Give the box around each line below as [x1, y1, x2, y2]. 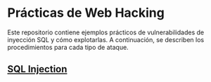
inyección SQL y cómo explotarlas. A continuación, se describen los [7, 35, 205, 43]
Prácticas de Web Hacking [7, 5, 165, 21]
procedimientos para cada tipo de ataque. [7, 43, 129, 51]
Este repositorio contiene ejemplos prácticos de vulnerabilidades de [7, 28, 205, 36]
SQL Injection [7, 63, 68, 75]
